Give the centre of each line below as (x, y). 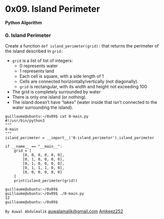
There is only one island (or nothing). (49, 97)
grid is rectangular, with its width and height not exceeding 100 (83, 87)
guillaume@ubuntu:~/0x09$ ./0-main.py (45, 194)
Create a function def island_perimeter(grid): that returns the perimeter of (82, 46)
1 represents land (37, 71)
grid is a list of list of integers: (43, 61)
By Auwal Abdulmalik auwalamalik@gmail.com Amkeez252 (64, 211)
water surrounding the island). (43, 108)
